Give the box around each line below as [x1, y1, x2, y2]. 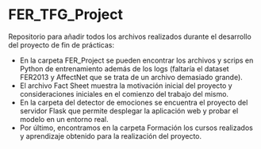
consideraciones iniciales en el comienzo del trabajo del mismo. [19, 89, 228, 98]
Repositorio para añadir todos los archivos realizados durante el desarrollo [8, 32, 251, 41]
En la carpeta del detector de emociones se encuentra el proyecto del [19, 97, 248, 107]
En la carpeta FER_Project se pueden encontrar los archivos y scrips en [19, 55, 254, 65]
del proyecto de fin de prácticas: [8, 40, 115, 49]
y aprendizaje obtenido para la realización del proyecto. [19, 131, 202, 140]
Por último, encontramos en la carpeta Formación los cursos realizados [19, 123, 254, 132]
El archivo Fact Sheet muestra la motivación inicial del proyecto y [19, 81, 232, 90]
